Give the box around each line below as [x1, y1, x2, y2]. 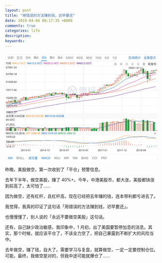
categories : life [5, 28, 40, 34]
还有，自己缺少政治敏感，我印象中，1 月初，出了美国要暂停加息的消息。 [5, 224, 148, 230]
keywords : [5, 39, 25, 44]
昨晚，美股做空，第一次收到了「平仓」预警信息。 [5, 167, 103, 173]
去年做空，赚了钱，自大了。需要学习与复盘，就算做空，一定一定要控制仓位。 [5, 247, 158, 253]
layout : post [5, 8, 32, 13]
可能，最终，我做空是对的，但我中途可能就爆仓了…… [5, 253, 111, 259]
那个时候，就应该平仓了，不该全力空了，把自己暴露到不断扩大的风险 [13, 230, 149, 236]
